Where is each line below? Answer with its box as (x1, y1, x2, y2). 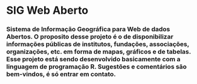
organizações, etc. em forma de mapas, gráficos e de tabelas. (6, 47, 192, 56)
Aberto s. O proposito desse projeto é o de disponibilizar (6, 32, 173, 41)
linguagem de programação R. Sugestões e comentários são (6, 62, 187, 71)
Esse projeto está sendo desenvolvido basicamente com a (6, 55, 181, 64)
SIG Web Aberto (6, 4, 89, 17)
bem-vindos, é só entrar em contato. (6, 70, 116, 79)
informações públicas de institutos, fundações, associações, (6, 40, 189, 49)
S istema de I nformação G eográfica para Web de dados (6, 25, 170, 34)
